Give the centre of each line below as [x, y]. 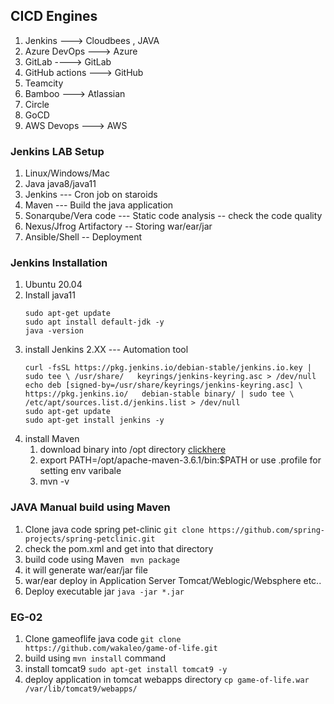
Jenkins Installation [59, 263]
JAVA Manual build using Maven [90, 507]
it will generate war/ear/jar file [86, 570]
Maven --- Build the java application [99, 205]
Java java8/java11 [60, 184]
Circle [37, 104]
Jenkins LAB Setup [57, 151]
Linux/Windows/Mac [67, 173]
